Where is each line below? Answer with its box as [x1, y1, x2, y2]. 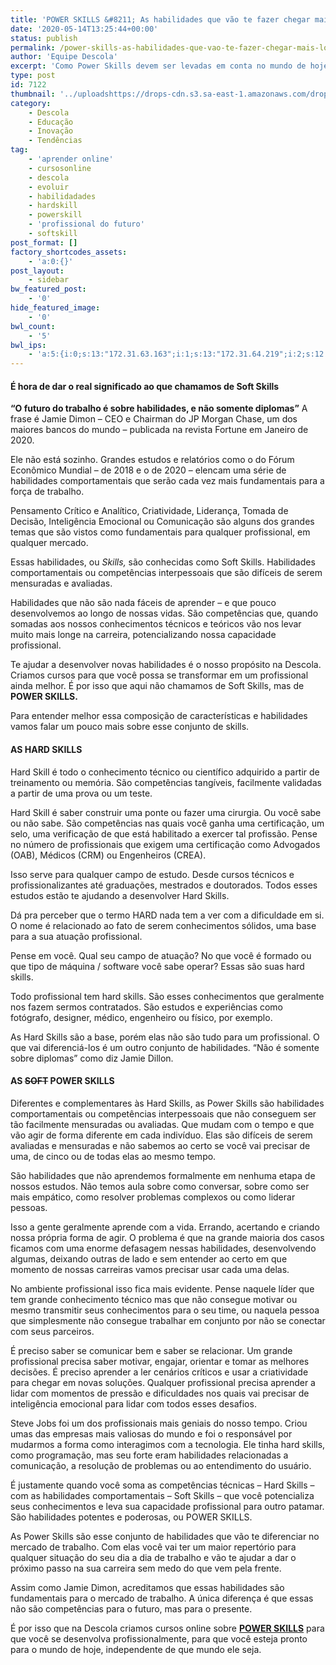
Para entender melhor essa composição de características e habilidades [10, 710, 308, 722]
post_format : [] [10, 237, 78, 248]
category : [10, 98, 52, 108]
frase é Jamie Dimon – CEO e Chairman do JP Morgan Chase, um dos [10, 413, 298, 425]
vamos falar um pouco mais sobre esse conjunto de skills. [10, 721, 250, 733]
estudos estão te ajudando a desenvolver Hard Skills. [10, 889, 230, 901]
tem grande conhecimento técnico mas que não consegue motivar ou [10, 1293, 298, 1305]
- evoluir [28, 182, 70, 192]
